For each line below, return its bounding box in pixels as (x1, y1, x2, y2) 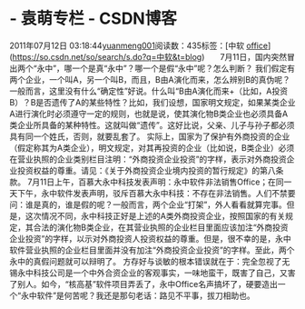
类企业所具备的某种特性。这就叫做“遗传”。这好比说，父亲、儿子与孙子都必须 (9, 119, 295, 130)
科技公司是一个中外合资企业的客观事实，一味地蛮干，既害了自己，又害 (33, 267, 296, 278)
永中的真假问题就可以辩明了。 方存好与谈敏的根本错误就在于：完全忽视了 (9, 255, 282, 266)
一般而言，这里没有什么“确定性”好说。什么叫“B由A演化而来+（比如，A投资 (9, 85, 289, 96)
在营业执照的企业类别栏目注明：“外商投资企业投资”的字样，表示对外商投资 (9, 154, 288, 164)
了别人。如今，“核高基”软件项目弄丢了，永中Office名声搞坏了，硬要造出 (9, 278, 279, 289)
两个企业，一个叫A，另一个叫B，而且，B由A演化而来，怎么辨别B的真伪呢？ (9, 74, 290, 85)
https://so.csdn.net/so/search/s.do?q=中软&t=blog (12, 51, 202, 62)
